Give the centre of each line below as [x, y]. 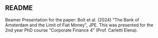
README [19, 8]
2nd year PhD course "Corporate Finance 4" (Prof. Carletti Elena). [72, 30]
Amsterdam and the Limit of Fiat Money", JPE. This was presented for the [79, 25]
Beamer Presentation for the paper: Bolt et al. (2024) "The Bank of [72, 19]
